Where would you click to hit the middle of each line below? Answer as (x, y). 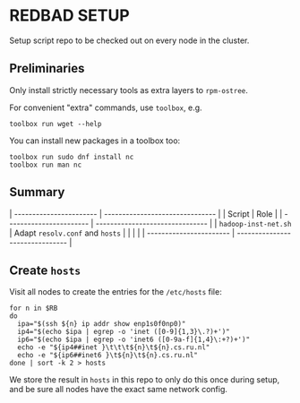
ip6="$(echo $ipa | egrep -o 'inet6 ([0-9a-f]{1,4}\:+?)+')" (134, 340)
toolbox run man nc (46, 165)
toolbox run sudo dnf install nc (72, 157)
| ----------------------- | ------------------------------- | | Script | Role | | (146, 214)
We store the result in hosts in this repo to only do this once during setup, (145, 380)
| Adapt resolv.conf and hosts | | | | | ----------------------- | (122, 233)
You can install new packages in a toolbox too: (95, 141)
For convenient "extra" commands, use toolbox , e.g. (106, 107)
